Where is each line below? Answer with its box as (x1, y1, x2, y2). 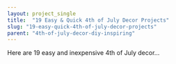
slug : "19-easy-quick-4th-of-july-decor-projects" (7, 23, 157, 30)
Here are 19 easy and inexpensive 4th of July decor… (7, 49, 160, 57)
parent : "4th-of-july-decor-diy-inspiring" (7, 29, 136, 37)
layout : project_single (7, 10, 77, 17)
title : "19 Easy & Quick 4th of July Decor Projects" (7, 17, 170, 24)
